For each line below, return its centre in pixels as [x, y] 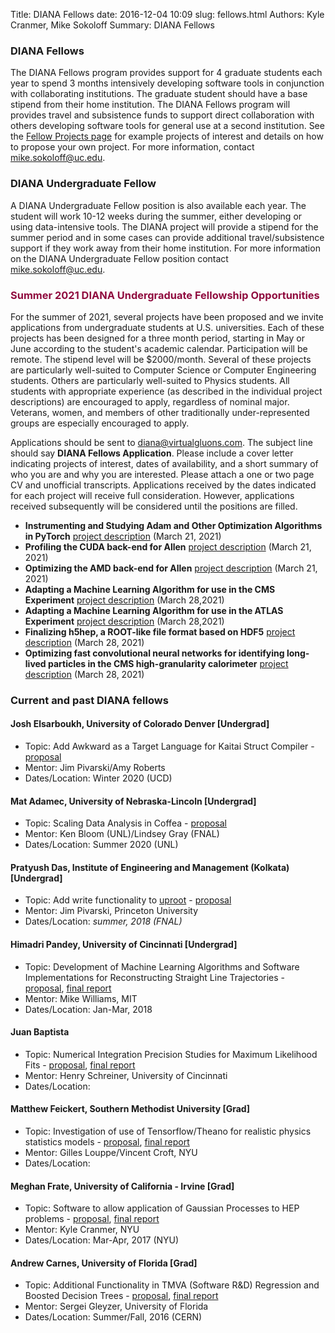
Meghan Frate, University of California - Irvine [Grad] [122, 1186]
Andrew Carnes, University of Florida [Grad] [104, 1263]
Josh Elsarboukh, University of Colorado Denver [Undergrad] [140, 724]
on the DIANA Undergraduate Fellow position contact [119, 258]
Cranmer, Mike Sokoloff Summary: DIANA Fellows [112, 25]
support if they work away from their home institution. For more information [165, 248]
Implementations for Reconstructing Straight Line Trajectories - [155, 977]
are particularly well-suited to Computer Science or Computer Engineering [163, 370]
